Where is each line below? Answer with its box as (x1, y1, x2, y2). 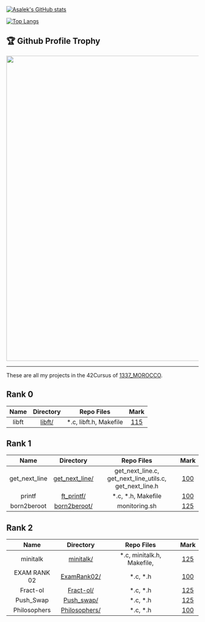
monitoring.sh (117, 502, 157, 510)
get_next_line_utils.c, (107, 474, 167, 483)
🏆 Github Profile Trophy (6, 36, 101, 46)
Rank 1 (6, 438, 32, 449)
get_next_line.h (115, 482, 159, 491)
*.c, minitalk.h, (120, 551, 162, 560)
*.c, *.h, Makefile (112, 492, 162, 501)
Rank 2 (6, 523, 34, 533)
